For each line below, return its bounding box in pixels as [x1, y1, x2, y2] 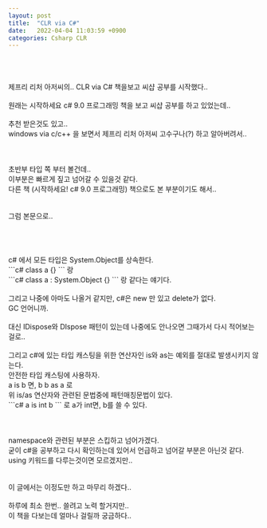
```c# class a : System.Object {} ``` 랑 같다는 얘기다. [8, 275, 172, 285]
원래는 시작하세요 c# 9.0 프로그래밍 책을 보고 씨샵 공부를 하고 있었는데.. [8, 100, 231, 110]
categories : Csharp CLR [8, 33, 88, 42]
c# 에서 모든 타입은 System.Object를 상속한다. [8, 255, 154, 265]
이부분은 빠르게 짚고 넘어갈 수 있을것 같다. [8, 175, 138, 184]
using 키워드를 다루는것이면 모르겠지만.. [8, 455, 133, 465]
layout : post [8, 11, 52, 20]
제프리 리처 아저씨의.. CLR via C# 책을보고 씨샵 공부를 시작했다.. [8, 82, 209, 92]
